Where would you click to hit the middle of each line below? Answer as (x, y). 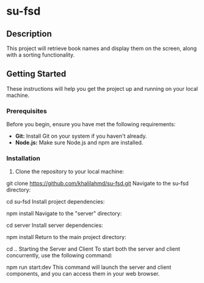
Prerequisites (27, 111)
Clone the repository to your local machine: (69, 171)
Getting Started (36, 74)
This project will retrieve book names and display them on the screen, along (102, 48)
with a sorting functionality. (41, 55)
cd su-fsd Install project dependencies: (56, 202)
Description (29, 34)
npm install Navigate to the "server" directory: (64, 213)
